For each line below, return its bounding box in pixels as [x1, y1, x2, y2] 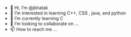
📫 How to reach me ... [10, 26, 57, 32]
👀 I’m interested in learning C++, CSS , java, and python [10, 10, 126, 16]
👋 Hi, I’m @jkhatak [10, 5, 48, 10]
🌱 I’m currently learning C [10, 15, 64, 21]
